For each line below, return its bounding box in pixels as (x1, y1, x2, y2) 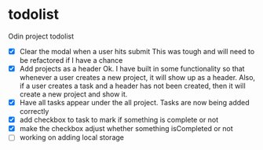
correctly (19, 107, 49, 116)
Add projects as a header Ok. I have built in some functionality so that (19, 64, 245, 73)
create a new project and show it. (19, 90, 128, 99)
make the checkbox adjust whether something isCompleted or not (19, 124, 233, 134)
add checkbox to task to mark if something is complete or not (19, 115, 219, 125)
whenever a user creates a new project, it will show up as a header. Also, (19, 73, 256, 82)
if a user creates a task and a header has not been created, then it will (19, 81, 246, 91)
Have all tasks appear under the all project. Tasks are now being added (19, 98, 250, 108)
